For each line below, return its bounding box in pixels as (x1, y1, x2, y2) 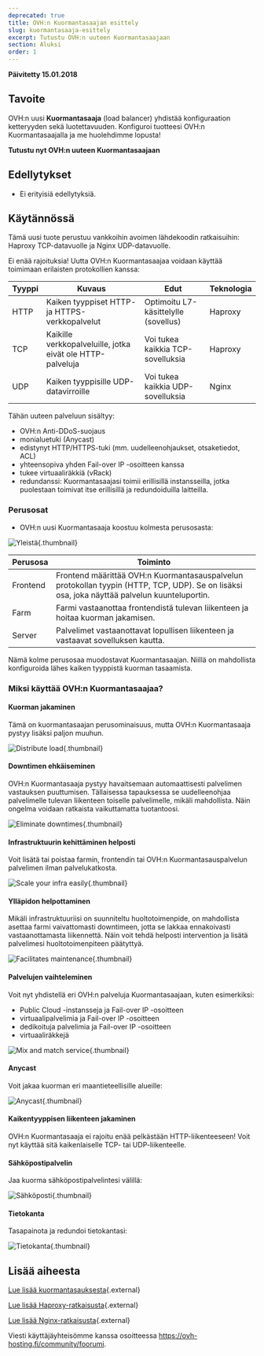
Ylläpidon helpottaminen (8, 896, 90, 906)
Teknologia (209, 283, 252, 294)
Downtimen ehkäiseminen (8, 761, 96, 771)
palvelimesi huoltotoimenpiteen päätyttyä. (8, 939, 144, 948)
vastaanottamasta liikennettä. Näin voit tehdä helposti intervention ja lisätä (8, 930, 248, 940)
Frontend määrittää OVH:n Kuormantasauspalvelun (56, 570, 244, 581)
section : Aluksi (8, 41, 61, 49)
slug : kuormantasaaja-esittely (8, 26, 111, 34)
